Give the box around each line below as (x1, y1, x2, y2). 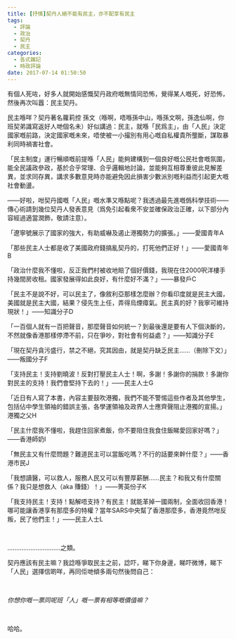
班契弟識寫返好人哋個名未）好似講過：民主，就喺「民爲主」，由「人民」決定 (7, 122, 226, 130)
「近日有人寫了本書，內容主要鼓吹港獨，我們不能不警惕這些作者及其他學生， (7, 393, 229, 402)
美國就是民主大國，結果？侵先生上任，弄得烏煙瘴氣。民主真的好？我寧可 (7, 298, 216, 307)
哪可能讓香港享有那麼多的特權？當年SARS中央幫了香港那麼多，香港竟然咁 (7, 506, 221, 514)
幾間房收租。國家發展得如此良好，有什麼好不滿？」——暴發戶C (13, 274, 197, 283)
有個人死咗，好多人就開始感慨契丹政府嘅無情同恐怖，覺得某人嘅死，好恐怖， (7, 89, 229, 98)
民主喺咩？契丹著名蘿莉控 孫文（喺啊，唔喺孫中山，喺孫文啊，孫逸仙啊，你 (7, 113, 225, 122)
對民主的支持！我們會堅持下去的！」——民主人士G (7, 378, 154, 387)
